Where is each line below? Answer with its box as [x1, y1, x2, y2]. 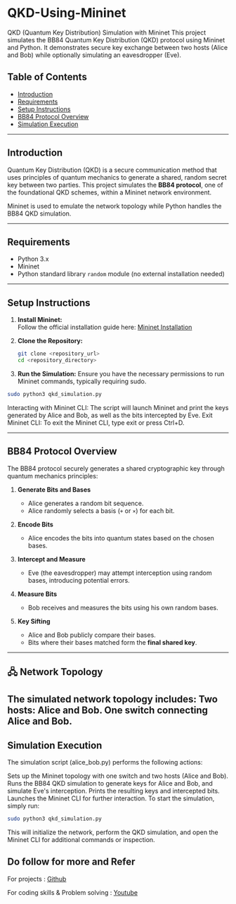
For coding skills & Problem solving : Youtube [7, 888, 138, 896]
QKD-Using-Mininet [7, 5, 126, 21]
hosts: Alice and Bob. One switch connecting [7, 705, 209, 717]
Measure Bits [17, 590, 58, 598]
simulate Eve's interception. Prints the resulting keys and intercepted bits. [7, 787, 220, 795]
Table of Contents [7, 71, 88, 83]
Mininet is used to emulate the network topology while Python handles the [7, 202, 222, 210]
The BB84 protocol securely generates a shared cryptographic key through [7, 464, 225, 473]
